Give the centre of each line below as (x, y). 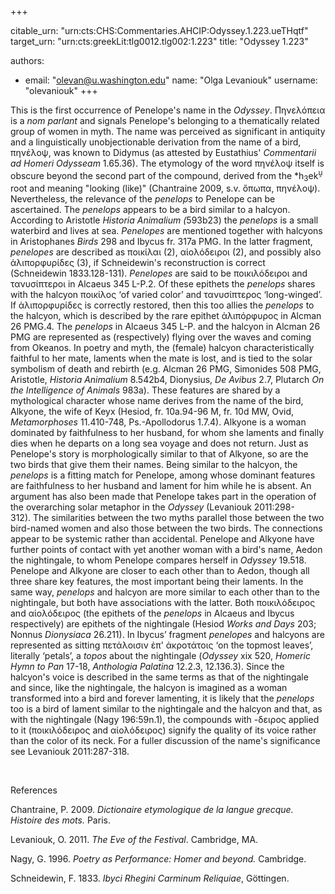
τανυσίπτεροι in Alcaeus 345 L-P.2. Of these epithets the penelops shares (163, 284)
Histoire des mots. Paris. (60, 820)
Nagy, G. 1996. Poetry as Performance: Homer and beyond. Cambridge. (158, 859)
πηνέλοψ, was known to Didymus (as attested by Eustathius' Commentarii (163, 152)
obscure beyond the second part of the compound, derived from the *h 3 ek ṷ (166, 176)
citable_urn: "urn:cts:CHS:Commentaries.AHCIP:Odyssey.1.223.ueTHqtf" (159, 30)
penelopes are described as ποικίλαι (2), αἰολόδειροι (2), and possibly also (166, 252)
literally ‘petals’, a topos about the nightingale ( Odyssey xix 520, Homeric (160, 656)
